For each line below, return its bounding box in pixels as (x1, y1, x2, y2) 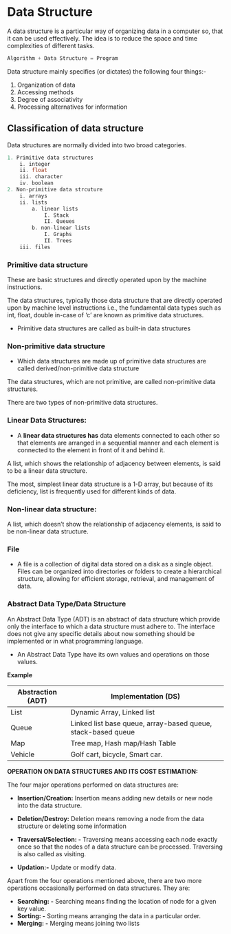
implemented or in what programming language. (7, 637, 144, 645)
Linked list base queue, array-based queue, (70, 719, 212, 728)
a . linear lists (32, 205, 78, 212)
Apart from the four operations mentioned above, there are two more (7, 876, 202, 884)
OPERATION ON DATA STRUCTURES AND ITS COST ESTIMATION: (7, 767, 198, 775)
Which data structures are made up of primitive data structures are (16, 357, 206, 365)
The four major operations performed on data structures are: (7, 781, 179, 789)
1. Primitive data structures (7, 154, 94, 161)
